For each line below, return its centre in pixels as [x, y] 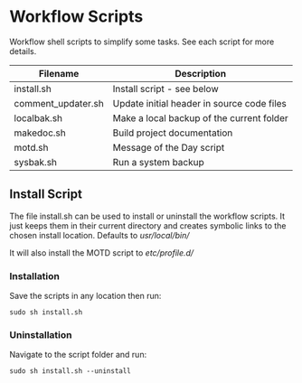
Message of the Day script [169, 147]
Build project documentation [173, 133]
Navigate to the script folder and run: [78, 355]
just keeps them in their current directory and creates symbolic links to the [148, 225]
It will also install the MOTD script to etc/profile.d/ [102, 252]
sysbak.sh [35, 162]
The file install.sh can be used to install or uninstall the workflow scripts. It [147, 216]
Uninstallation [41, 334]
